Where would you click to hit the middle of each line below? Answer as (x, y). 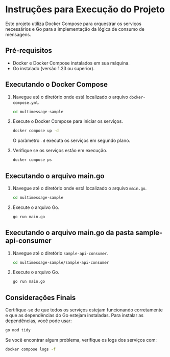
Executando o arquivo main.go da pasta (70, 233)
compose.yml (25, 103)
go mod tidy (18, 330)
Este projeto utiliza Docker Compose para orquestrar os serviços (74, 24)
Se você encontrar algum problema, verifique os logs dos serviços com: (81, 340)
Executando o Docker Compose (57, 85)
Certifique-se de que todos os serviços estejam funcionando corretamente (84, 310)
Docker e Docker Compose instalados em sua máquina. (71, 63)
